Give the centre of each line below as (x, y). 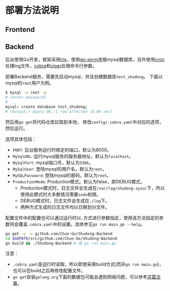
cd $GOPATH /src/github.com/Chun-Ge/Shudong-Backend (61, 238)
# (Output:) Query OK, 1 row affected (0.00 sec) (59, 111)
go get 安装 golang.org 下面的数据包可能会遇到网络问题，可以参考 (80, 277)
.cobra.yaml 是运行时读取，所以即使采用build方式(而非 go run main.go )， (88, 264)
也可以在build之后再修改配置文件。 (49, 271)
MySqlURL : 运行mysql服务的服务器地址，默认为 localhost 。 (73, 156)
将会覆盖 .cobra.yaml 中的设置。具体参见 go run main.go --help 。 (77, 224)
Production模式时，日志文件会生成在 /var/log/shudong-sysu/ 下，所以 (92, 188)
